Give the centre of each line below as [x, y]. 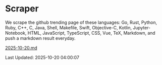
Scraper [22, 9]
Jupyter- [142, 27]
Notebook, [16, 33]
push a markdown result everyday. [40, 38]
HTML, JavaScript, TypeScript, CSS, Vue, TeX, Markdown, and [91, 33]
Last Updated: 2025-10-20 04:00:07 [42, 57]
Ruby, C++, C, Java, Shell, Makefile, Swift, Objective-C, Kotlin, [69, 27]
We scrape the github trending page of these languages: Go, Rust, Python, [81, 22]
